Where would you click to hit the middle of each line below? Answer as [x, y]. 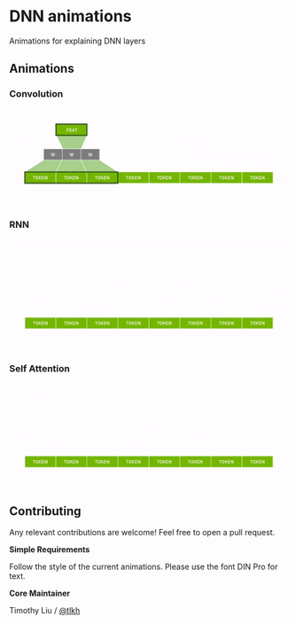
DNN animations [70, 16]
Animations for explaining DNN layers [78, 41]
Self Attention [40, 369]
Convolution [36, 94]
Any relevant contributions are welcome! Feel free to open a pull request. [142, 532]
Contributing [45, 511]
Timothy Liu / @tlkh [45, 610]
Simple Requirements [50, 549]
